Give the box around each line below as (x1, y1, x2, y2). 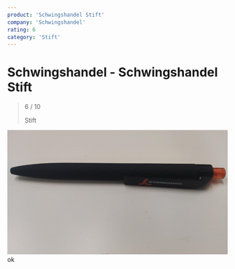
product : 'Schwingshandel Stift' (7, 11, 105, 18)
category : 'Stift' (7, 34, 61, 41)
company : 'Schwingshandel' (7, 18, 86, 26)
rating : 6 (7, 26, 36, 33)
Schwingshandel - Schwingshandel (7, 64, 218, 81)
